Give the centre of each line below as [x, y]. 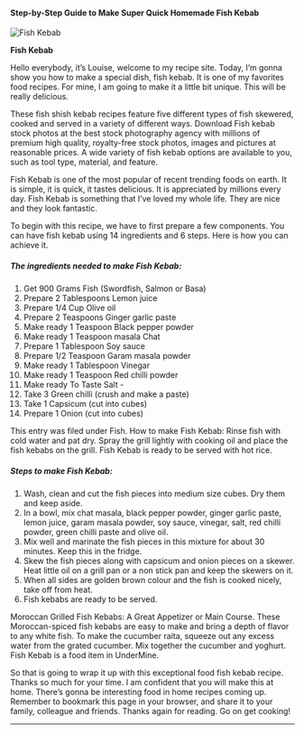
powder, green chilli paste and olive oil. [96, 532]
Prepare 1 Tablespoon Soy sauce [84, 346]
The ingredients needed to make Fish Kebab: [96, 266]
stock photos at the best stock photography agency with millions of [135, 133]
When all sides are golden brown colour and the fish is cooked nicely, [152, 580]
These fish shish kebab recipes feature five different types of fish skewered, [152, 114]
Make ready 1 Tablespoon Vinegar [87, 365]
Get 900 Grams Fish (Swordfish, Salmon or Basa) [115, 288]
